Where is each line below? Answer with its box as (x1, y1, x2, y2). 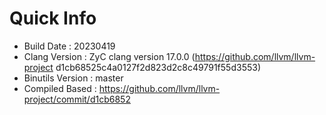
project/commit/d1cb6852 (23, 93, 131, 105)
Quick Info (9, 7, 97, 30)
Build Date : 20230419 (23, 40, 116, 52)
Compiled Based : (23, 82, 97, 94)
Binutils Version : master (23, 72, 124, 84)
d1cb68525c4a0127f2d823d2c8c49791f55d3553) (55, 61, 261, 73)
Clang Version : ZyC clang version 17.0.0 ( (23, 50, 196, 62)
